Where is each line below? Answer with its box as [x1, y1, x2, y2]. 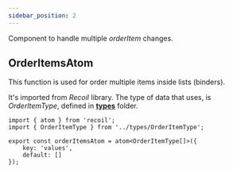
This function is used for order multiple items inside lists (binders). [8, 77, 225, 87]
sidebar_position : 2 [8, 11, 77, 20]
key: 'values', [22, 144, 73, 152]
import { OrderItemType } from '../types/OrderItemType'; [8, 124, 204, 132]
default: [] [22, 152, 62, 160]
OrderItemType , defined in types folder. [8, 101, 138, 111]
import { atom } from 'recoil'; [8, 117, 115, 125]
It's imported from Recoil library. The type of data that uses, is [8, 93, 212, 102]
